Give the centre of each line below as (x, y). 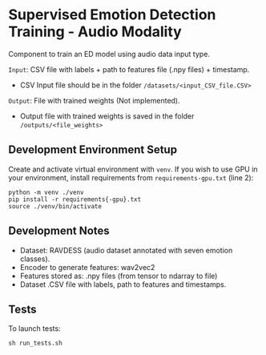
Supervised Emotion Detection (112, 15)
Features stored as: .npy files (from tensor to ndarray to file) (119, 276)
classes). (35, 259)
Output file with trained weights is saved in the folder (107, 116)
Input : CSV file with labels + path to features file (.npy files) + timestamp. (129, 69)
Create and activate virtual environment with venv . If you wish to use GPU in (133, 169)
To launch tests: (35, 329)
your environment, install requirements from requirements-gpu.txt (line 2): (131, 177)
